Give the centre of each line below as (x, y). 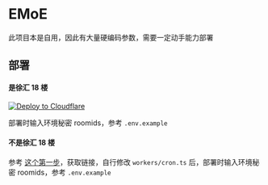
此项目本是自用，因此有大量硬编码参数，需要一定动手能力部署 (111, 37)
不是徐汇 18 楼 (31, 143)
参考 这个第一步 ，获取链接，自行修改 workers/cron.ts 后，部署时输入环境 (130, 162)
